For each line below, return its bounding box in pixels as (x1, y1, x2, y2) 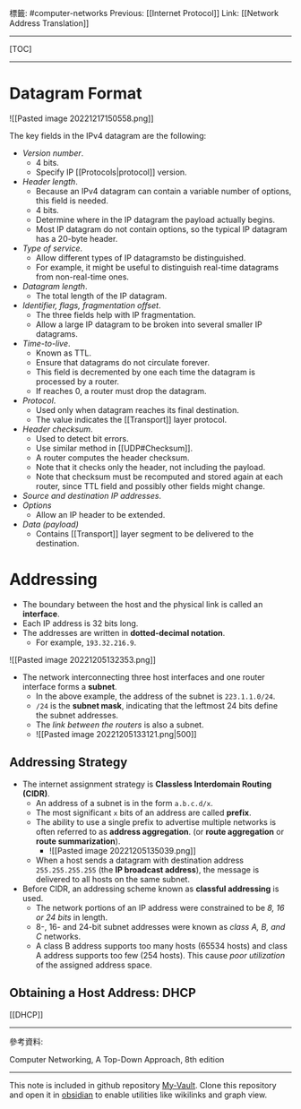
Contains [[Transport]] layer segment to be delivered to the (35, 528, 254, 539)
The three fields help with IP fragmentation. (35, 309, 196, 320)
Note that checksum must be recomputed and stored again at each (35, 471, 284, 482)
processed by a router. (35, 375, 119, 387)
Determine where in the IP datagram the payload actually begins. (35, 214, 276, 225)
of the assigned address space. (35, 959, 152, 970)
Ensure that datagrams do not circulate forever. (35, 357, 211, 367)
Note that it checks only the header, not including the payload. (35, 461, 266, 472)
